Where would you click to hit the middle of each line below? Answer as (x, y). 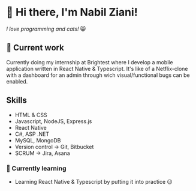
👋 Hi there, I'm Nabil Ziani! (72, 12)
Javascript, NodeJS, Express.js (53, 121)
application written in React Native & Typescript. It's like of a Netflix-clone (97, 68)
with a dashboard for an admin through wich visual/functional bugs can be (98, 75)
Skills (16, 101)
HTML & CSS (31, 115)
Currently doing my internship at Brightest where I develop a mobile (90, 62)
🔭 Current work (35, 48)
